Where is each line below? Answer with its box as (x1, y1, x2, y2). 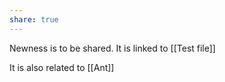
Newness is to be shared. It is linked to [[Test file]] (9, 42, 216, 54)
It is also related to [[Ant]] (9, 61, 115, 73)
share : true (9, 14, 59, 25)
